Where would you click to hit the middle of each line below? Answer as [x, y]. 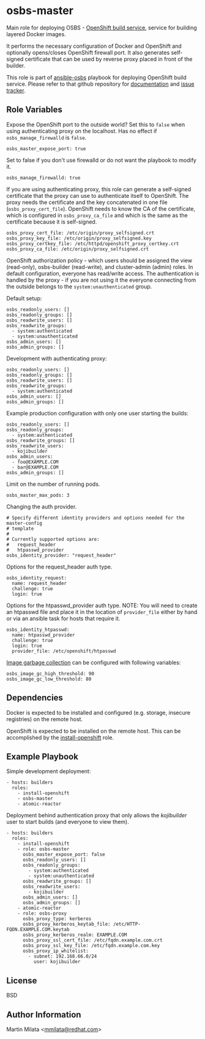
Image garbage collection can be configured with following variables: [94, 662]
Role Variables [34, 110]
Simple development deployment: [49, 771]
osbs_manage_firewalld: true [43, 178]
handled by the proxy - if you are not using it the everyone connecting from [101, 280]
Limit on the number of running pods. [53, 484]
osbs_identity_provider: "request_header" [61, 555]
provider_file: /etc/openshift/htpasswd [64, 651]
